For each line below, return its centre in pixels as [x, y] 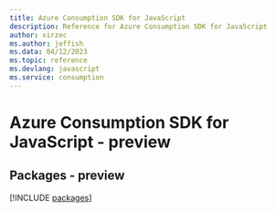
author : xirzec [38, 35]
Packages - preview [67, 176]
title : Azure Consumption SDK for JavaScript [97, 18]
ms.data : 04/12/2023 [49, 52]
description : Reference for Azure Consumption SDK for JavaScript [138, 26]
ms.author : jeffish [47, 43]
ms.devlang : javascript [55, 69]
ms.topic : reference [49, 60]
